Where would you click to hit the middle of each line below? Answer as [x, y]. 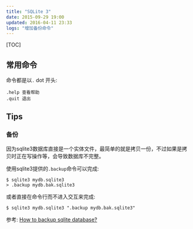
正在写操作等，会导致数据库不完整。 [60, 156]
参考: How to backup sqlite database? [52, 220]
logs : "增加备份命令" [30, 28]
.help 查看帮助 [23, 93]
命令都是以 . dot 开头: [32, 80]
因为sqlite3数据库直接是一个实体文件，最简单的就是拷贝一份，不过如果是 [94, 149]
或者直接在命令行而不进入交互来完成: [51, 197]
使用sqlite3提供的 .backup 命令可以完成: [53, 168]
